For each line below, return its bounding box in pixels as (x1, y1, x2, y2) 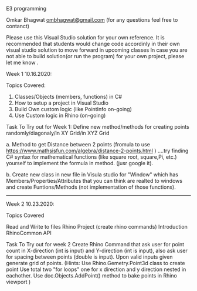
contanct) (6, 23, 30, 29)
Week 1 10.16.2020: (6, 71, 52, 77)
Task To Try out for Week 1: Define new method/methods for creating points (6, 123, 189, 130)
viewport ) (6, 279, 31, 285)
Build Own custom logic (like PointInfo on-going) (14, 106, 132, 112)
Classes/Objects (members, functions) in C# (14, 93, 122, 100)
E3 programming (6, 5, 47, 12)
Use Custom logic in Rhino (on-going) (14, 112, 106, 119)
